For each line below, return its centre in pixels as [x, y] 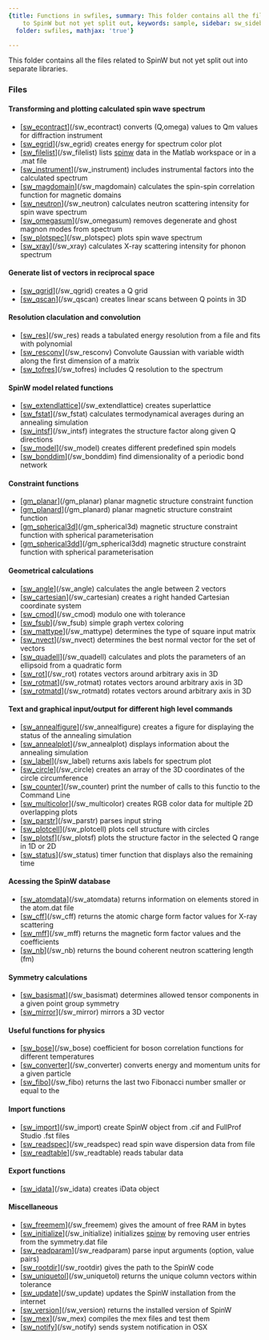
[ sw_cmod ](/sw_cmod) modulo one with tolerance [102, 614]
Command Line [45, 795]
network [34, 465]
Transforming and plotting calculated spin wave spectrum [107, 108]
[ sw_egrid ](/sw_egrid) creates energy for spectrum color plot [121, 143]
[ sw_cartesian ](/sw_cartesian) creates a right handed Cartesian [124, 597]
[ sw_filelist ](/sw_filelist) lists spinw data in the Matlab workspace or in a [138, 152]
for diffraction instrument [61, 135]
